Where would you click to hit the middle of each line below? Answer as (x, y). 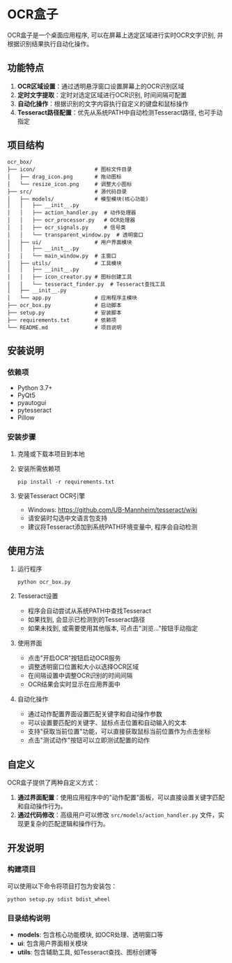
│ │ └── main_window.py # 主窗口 (62, 256)
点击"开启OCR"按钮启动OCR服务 (74, 658)
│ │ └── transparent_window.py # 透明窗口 (76, 235)
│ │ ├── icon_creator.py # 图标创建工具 (70, 277)
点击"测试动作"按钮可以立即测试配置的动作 (88, 740)
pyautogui (32, 403)
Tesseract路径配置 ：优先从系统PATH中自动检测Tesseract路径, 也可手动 (120, 112)
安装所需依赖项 (39, 469)
